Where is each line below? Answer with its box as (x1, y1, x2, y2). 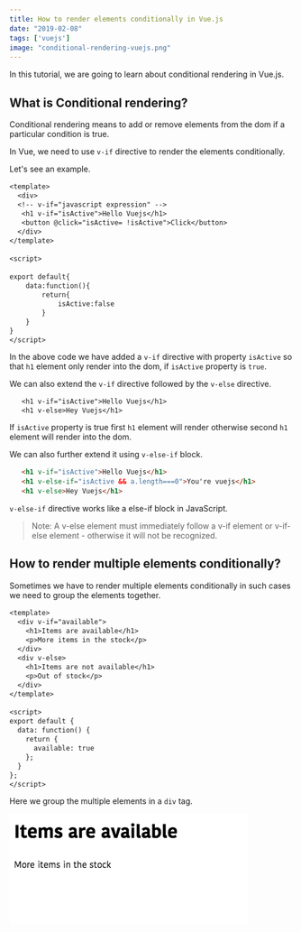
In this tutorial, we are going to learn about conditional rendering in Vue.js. (9, 69, 285, 80)
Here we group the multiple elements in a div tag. (9, 795, 194, 807)
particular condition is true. (9, 129, 110, 140)
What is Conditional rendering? (9, 95, 188, 110)
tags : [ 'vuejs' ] (9, 33, 70, 42)
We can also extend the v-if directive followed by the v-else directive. (9, 379, 272, 390)
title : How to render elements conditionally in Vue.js (9, 14, 223, 23)
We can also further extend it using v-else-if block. (9, 449, 203, 460)
